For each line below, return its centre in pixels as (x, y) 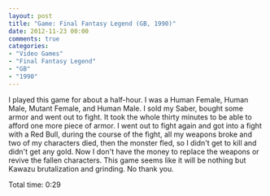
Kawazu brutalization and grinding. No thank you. (91, 168)
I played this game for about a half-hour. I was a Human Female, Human (128, 99)
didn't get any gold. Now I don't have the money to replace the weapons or (134, 151)
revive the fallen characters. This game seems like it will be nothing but (127, 160)
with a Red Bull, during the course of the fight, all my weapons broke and (130, 134)
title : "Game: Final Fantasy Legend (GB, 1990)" (92, 24)
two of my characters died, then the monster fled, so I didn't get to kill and (133, 142)
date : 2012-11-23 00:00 (49, 31)
